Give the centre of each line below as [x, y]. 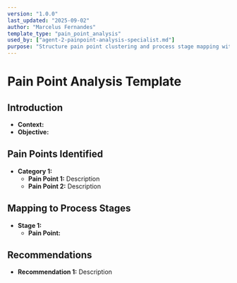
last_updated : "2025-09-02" [49, 20]
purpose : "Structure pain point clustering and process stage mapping [113, 47]
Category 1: [35, 171]
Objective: [33, 132]
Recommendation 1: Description [65, 272]
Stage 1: [30, 225]
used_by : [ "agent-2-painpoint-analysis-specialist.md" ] [91, 40]
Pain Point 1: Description [64, 179]
